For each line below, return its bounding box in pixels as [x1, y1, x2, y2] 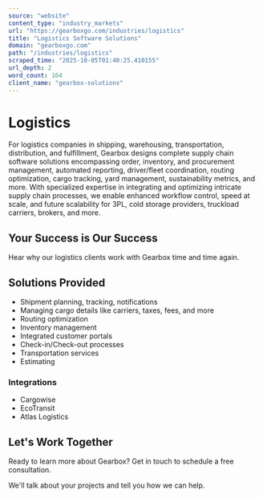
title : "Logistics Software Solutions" [8, 34, 142, 43]
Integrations [8, 376, 58, 387]
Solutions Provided [8, 276, 106, 289]
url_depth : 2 [8, 64, 52, 72]
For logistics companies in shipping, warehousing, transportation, [8, 140, 225, 149]
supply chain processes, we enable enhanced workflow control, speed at [8, 191, 250, 200]
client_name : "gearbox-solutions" [8, 79, 124, 87]
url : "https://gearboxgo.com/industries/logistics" [8, 26, 184, 34]
